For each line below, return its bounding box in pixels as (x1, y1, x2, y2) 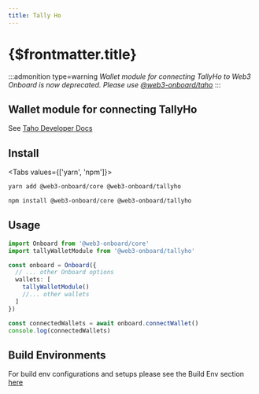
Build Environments (8, 348, 106, 362)
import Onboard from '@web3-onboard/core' (8, 240, 150, 247)
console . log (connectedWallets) (8, 326, 111, 335)
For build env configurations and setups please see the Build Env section (8, 370, 245, 379)
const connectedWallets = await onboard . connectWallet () (8, 319, 199, 327)
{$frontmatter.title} (8, 45, 137, 63)
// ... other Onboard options (15, 269, 114, 277)
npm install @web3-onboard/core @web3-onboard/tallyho (8, 197, 192, 205)
